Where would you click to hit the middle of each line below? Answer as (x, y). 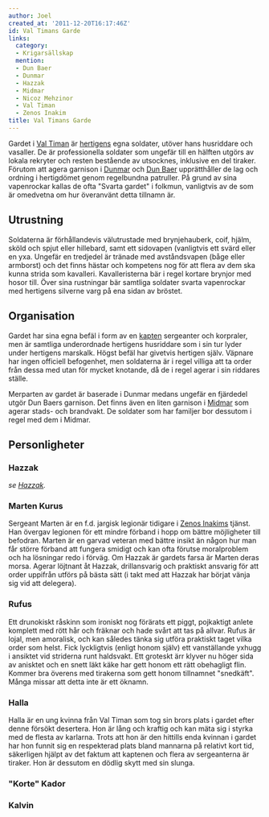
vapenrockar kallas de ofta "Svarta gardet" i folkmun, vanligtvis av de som (131, 186)
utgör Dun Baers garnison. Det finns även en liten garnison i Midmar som (128, 402)
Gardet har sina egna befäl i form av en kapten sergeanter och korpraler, (128, 336)
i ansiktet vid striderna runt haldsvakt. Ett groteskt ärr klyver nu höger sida (131, 656)
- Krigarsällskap (45, 53)
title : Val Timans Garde (50, 121)
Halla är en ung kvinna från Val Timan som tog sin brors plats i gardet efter (131, 720)
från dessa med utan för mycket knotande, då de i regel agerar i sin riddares (134, 369)
